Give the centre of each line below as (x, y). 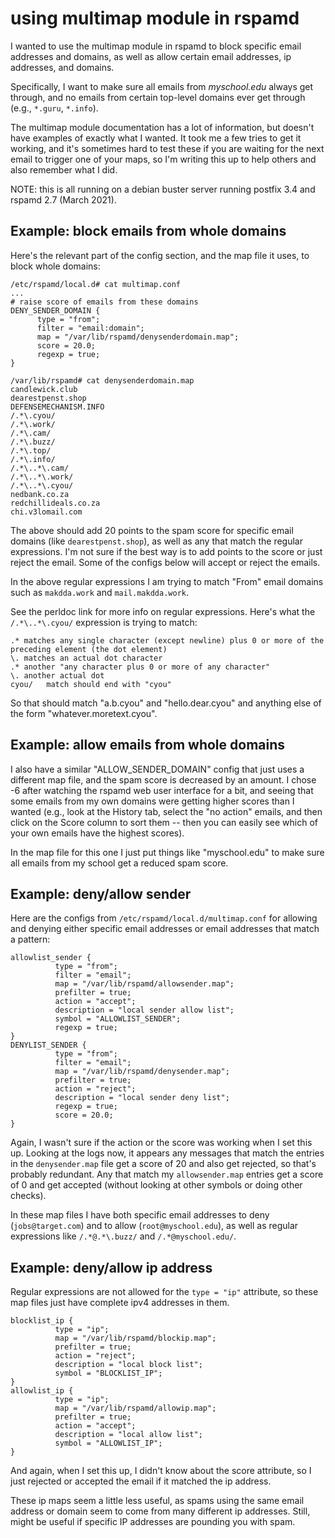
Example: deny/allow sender (101, 893)
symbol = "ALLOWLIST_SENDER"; (118, 1019)
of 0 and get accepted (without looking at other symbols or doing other (156, 1185)
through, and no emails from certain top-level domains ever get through (158, 97)
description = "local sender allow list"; (144, 1010)
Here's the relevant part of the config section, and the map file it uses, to (160, 255)
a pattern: (30, 939)
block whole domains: (55, 266)
